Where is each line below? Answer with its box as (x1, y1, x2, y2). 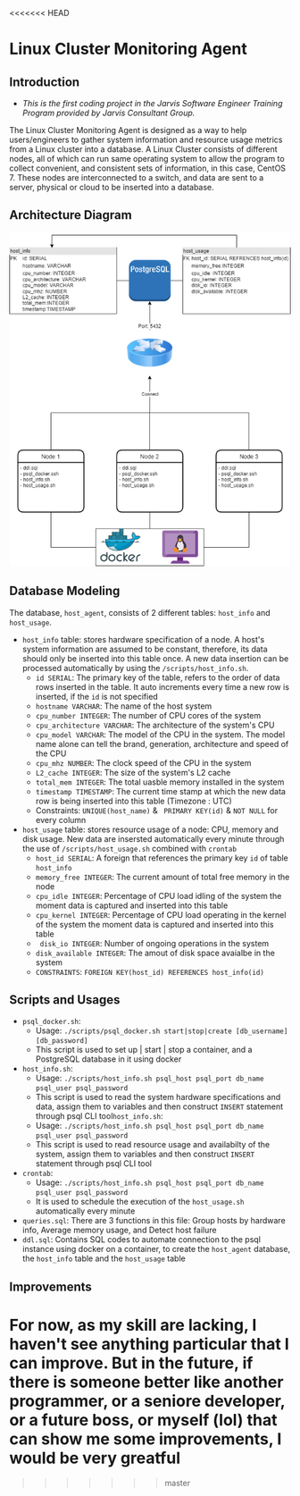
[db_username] (235, 1027, 288, 1036)
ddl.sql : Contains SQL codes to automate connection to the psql (21, 1234, 262, 1245)
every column (35, 814, 87, 825)
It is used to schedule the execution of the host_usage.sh (35, 1197, 245, 1207)
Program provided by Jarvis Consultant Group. (21, 107, 196, 118)
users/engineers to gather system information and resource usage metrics (9, 134, 283, 145)
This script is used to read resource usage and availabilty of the (35, 1139, 271, 1150)
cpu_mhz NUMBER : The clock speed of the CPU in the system (35, 757, 252, 768)
